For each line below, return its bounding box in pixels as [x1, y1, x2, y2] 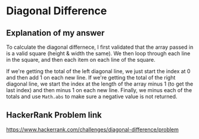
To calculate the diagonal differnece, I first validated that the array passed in [6, 43, 194, 50]
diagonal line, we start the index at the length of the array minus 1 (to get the [6, 80, 194, 87]
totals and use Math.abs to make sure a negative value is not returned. [6, 93, 178, 100]
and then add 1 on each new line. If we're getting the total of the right [6, 74, 176, 81]
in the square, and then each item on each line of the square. [6, 56, 156, 63]
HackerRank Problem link [6, 110, 102, 120]
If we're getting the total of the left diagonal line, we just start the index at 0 [6, 68, 191, 75]
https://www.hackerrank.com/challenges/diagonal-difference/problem [6, 126, 179, 133]
